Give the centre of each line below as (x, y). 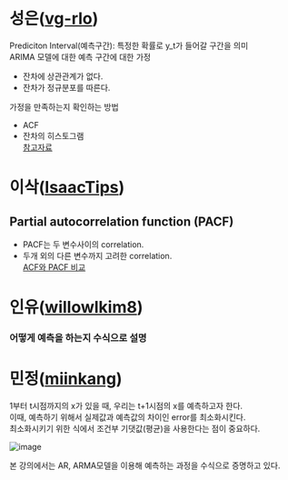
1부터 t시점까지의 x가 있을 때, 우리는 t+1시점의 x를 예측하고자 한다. (126, 405)
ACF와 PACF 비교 (54, 267)
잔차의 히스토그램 (53, 135)
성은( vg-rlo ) (54, 19)
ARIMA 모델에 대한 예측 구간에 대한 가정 (80, 56)
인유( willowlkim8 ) (76, 308)
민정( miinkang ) (66, 379)
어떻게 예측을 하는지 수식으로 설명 (78, 338)
